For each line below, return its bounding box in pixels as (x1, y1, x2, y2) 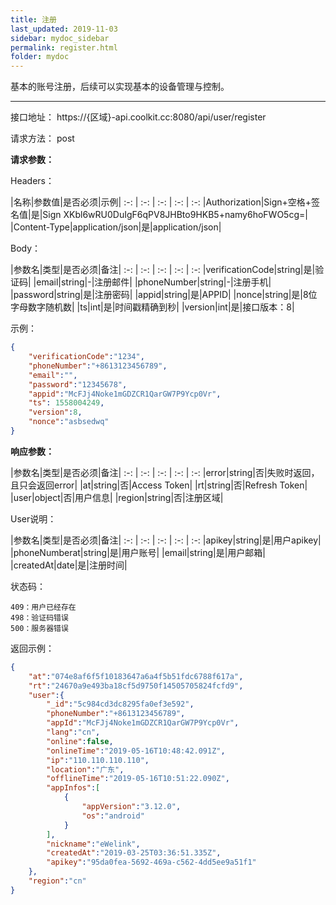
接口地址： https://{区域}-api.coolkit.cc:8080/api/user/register (10, 111, 267, 123)
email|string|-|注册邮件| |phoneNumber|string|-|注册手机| (36, 276, 272, 288)
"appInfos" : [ (46, 783, 101, 793)
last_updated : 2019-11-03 (10, 24, 118, 34)
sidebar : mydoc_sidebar (10, 33, 110, 43)
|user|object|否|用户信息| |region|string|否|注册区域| (10, 491, 224, 503)
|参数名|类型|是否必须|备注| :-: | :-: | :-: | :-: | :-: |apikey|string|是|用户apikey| (10, 534, 322, 546)
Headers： (10, 175, 55, 187)
